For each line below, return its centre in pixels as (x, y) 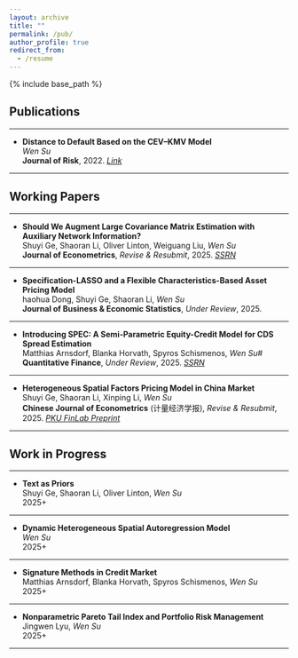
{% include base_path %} (56, 84)
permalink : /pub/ (41, 34)
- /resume (35, 59)
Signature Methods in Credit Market (90, 573)
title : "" (27, 26)
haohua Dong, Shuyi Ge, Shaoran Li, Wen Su (103, 299)
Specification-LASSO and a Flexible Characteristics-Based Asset (145, 280)
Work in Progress (58, 454)
